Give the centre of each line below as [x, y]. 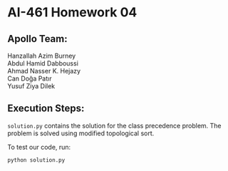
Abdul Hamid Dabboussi [43, 63]
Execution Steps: [46, 109]
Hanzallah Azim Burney [42, 56]
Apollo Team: [37, 39]
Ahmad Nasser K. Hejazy [44, 71]
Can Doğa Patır [30, 78]
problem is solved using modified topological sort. [81, 133]
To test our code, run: [39, 147]
